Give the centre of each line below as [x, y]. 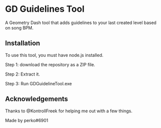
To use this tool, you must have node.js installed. [54, 55]
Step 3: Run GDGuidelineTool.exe [39, 83]
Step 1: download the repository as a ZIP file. [50, 64]
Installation [23, 43]
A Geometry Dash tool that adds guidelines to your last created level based [81, 23]
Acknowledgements [37, 99]
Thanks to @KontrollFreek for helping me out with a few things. [69, 111]
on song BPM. [19, 27]
